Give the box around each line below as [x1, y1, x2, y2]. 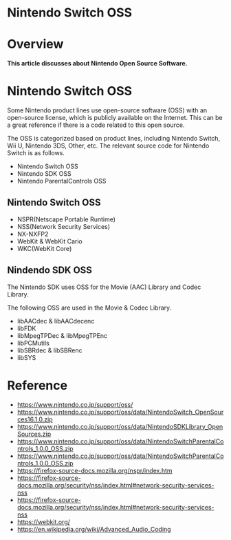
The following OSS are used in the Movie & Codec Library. [7, 303, 172, 312]
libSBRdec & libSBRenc [16, 346, 82, 354]
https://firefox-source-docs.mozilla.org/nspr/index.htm [16, 466, 173, 474]
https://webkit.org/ [16, 517, 71, 526]
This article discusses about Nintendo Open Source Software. [7, 59, 188, 68]
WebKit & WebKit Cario [16, 237, 82, 246]
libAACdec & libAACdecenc [16, 317, 95, 325]
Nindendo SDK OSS [7, 264, 93, 277]
